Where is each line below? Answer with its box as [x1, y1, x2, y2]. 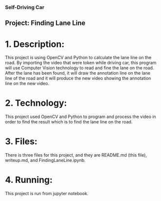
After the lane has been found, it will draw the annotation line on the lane [5, 70, 151, 76]
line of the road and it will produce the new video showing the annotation [5, 75, 151, 81]
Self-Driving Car [5, 4, 45, 11]
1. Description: [5, 39, 65, 50]
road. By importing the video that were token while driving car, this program [5, 60, 157, 66]
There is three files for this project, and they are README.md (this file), [5, 152, 147, 158]
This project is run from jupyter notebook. [5, 191, 89, 197]
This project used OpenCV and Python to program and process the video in [5, 114, 157, 120]
